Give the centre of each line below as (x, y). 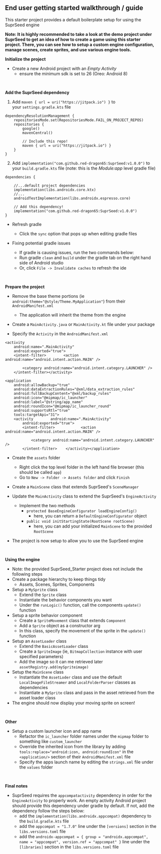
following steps (27, 574)
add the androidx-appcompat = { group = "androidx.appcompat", (84, 837)
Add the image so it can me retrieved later (61, 661)
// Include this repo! (45, 141)
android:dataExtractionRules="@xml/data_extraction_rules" (74, 389)
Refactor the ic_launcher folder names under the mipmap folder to (84, 736)
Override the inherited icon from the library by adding (72, 746)
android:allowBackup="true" (42, 385)
